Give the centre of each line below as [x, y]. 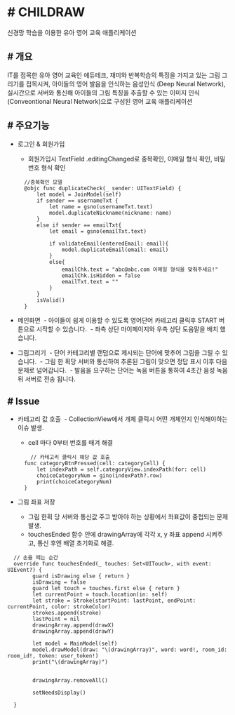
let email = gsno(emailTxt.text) [98, 231]
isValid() [51, 300]
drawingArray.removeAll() [70, 681]
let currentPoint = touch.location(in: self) [100, 595]
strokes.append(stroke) [67, 613]
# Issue [23, 401]
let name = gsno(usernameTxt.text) [101, 207]
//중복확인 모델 [43, 182]
